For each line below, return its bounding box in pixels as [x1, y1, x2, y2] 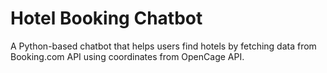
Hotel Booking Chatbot [10, 7, 203, 30]
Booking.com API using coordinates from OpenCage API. [10, 50, 245, 62]
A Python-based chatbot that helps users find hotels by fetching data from [10, 40, 317, 52]
